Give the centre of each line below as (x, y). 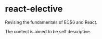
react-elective (34, 9)
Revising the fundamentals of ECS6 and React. (51, 22)
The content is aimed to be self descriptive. (48, 31)
